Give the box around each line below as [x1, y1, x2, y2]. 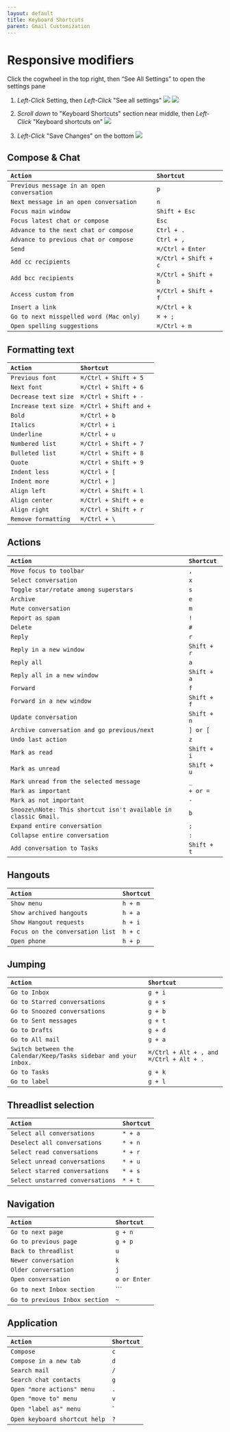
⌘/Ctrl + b [80, 412, 116, 419]
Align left [10, 487, 46, 494]
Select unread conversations [10, 1158, 105, 1166]
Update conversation [10, 713, 77, 721]
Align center [10, 496, 53, 504]
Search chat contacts [10, 1376, 81, 1383]
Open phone [10, 937, 46, 945]
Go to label [10, 1078, 50, 1085]
